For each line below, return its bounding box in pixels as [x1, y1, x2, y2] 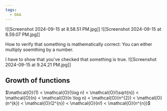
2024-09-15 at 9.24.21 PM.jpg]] [5, 62, 71, 68]
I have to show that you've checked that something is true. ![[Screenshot [5, 56, 157, 62]
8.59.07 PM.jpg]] [5, 31, 40, 37]
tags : [5, 7, 17, 13]
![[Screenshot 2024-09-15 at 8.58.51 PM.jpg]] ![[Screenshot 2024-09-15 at [5, 26, 161, 32]
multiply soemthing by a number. [5, 46, 74, 52]
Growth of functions [5, 76, 70, 85]
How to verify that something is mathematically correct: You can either [5, 41, 153, 47]
